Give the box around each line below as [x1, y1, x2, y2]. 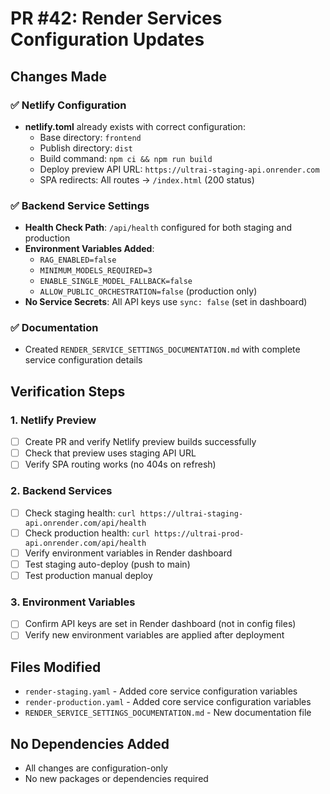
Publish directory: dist [39, 142, 133, 154]
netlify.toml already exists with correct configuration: [24, 120, 246, 132]
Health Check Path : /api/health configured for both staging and [24, 222, 293, 234]
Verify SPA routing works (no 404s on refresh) [24, 458, 217, 471]
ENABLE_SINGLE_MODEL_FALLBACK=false [39, 277, 193, 287]
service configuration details [24, 354, 143, 366]
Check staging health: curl [24, 507, 137, 519]
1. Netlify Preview [10, 413, 97, 427]
